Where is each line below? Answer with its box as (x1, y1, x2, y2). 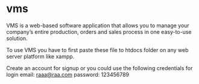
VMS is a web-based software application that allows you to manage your (6, 22, 190, 29)
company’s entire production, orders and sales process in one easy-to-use (6, 28, 192, 35)
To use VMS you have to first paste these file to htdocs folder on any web (6, 46, 189, 53)
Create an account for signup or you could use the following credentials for (6, 64, 193, 71)
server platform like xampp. (6, 53, 75, 60)
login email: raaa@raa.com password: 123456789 (6, 71, 130, 78)
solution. (6, 34, 28, 42)
